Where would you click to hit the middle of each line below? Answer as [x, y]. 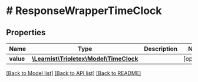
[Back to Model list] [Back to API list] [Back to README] [74, 73]
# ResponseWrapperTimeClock [84, 11]
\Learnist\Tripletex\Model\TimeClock [85, 59]
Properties [26, 33]
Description [161, 49]
